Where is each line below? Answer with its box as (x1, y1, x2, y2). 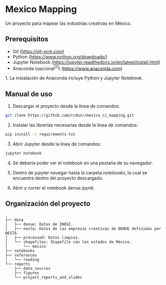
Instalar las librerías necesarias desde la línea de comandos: (12, 122, 138, 128)
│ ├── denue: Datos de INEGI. (5, 221, 73, 227)
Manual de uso (5, 89, 53, 98)
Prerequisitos (5, 35, 49, 43)
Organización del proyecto (5, 200, 91, 208)
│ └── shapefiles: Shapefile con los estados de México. (5, 239, 132, 245)
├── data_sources (14, 266, 51, 271)
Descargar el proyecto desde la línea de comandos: (12, 103, 120, 109)
